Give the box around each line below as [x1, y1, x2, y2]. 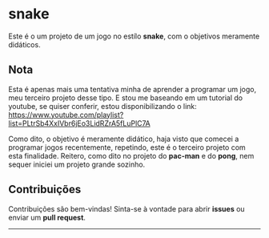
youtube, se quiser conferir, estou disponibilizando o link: [8, 101, 198, 111]
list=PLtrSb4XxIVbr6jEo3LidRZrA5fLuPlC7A [8, 118, 151, 128]
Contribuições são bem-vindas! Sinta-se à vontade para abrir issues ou [8, 204, 246, 213]
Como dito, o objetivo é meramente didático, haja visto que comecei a [8, 134, 239, 143]
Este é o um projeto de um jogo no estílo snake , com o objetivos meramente [8, 31, 260, 41]
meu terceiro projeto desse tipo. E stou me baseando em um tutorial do [8, 93, 243, 103]
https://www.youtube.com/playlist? [8, 110, 124, 119]
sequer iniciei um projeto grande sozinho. [8, 159, 146, 169]
